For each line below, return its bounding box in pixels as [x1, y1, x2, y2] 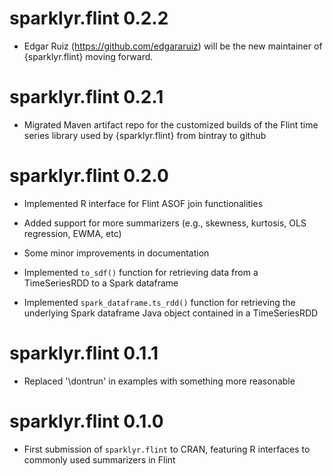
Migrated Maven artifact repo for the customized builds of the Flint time [23, 118, 319, 131]
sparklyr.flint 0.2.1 [9, 86, 164, 109]
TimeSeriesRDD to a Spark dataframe [23, 277, 179, 289]
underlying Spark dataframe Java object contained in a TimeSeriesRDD [23, 307, 319, 319]
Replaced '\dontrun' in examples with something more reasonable [23, 375, 296, 387]
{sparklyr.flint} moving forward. [23, 50, 154, 62]
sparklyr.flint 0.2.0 [9, 165, 169, 187]
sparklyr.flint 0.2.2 [9, 7, 169, 30]
